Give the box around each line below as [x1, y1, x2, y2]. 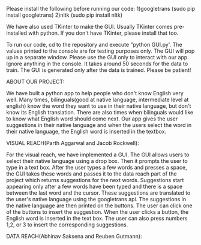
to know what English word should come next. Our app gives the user [6, 115, 178, 122]
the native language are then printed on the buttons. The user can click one [6, 202, 193, 209]
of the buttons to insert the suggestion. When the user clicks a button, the [6, 208, 189, 215]
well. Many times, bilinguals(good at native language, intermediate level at [6, 96, 189, 103]
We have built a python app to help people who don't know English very [6, 90, 184, 96]
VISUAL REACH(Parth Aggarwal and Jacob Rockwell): [6, 140, 139, 146]
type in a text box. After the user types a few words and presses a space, [6, 164, 187, 171]
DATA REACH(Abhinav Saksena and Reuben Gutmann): [6, 233, 142, 240]
